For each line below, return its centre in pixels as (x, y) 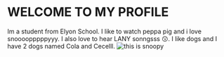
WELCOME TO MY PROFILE (88, 12)
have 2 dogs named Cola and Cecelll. (61, 46)
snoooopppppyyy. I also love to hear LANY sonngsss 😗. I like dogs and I (112, 38)
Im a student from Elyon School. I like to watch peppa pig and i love (105, 31)
